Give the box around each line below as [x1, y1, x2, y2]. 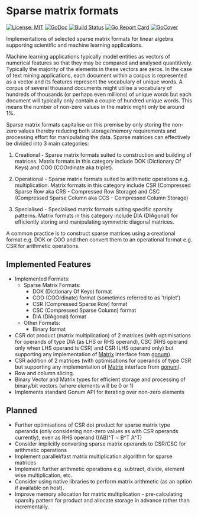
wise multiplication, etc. [14, 472, 73, 479]
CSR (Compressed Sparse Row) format [32, 300, 128, 307]
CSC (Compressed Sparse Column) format [32, 307, 137, 314]
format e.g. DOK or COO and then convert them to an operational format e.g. [6, 236, 193, 243]
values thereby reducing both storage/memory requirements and [18, 127, 176, 134]
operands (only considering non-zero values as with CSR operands [14, 427, 178, 434]
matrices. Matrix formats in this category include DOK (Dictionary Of [14, 157, 181, 165]
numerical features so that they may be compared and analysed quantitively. [6, 59, 193, 66]
